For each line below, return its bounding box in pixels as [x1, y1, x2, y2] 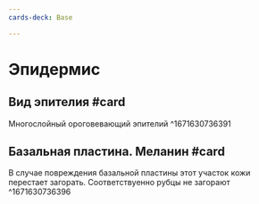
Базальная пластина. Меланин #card [8, 144, 225, 159]
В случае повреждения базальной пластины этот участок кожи [8, 167, 251, 178]
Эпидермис [8, 59, 101, 79]
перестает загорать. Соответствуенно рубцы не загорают [8, 177, 230, 188]
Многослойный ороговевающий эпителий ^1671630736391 [8, 118, 231, 129]
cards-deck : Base [8, 12, 73, 22]
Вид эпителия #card [8, 94, 126, 110]
